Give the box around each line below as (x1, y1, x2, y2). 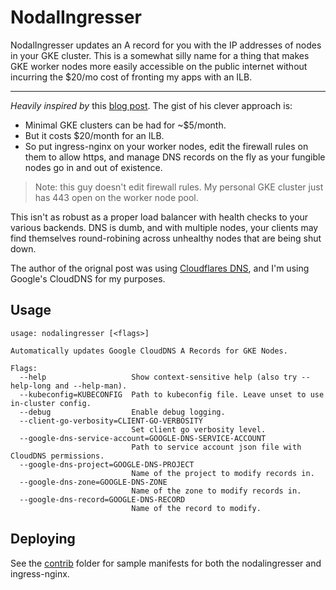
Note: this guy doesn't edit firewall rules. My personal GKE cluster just (34, 181, 324, 193)
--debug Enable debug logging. (19, 407, 226, 417)
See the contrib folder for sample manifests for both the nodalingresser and (10, 557, 322, 569)
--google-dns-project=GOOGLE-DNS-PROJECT (19, 459, 195, 470)
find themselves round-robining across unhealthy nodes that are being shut (10, 232, 322, 244)
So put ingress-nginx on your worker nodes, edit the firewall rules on (24, 140, 309, 152)
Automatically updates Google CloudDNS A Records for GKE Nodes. (10, 346, 288, 356)
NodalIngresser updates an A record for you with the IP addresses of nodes (10, 39, 322, 51)
